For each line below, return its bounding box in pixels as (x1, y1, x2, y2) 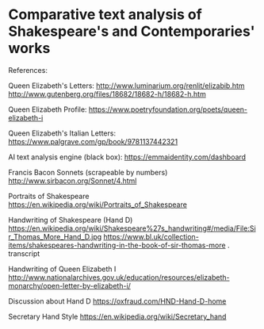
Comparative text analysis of (8, 6, 202, 24)
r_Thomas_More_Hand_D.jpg (8, 231, 102, 241)
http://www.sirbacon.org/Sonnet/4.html (8, 176, 137, 186)
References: (8, 65, 48, 75)
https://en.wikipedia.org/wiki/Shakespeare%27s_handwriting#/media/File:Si (8, 224, 256, 233)
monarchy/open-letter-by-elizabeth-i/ (8, 281, 131, 290)
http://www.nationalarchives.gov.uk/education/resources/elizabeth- (8, 272, 230, 282)
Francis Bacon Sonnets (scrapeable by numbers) (8, 167, 168, 177)
